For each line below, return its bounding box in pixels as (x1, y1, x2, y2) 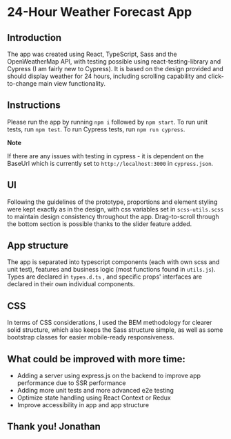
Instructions (7, 100, 61, 111)
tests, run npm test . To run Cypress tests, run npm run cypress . (7, 125, 185, 133)
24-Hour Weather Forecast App (7, 4, 192, 20)
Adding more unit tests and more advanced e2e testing (17, 386, 174, 395)
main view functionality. (38, 80, 106, 87)
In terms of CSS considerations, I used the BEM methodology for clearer (7, 319, 212, 327)
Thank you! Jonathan (7, 421, 101, 433)
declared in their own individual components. (7, 280, 135, 288)
